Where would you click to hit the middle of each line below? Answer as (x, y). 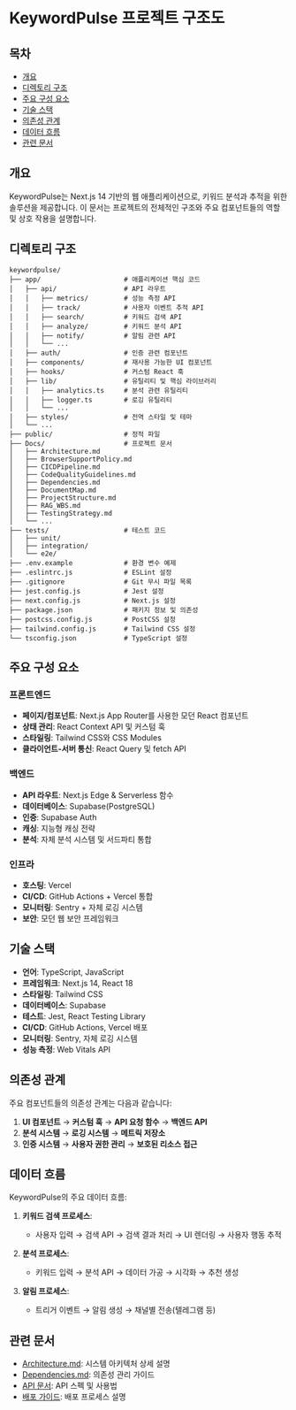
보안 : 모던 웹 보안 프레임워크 (70, 918)
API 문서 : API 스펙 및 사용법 (69, 1386)
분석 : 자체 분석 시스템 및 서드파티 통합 (87, 839)
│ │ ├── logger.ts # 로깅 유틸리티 (91, 400)
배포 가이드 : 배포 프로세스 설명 (74, 1397)
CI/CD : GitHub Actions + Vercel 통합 (87, 896)
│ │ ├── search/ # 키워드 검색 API (96, 317)
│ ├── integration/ (49, 546)
